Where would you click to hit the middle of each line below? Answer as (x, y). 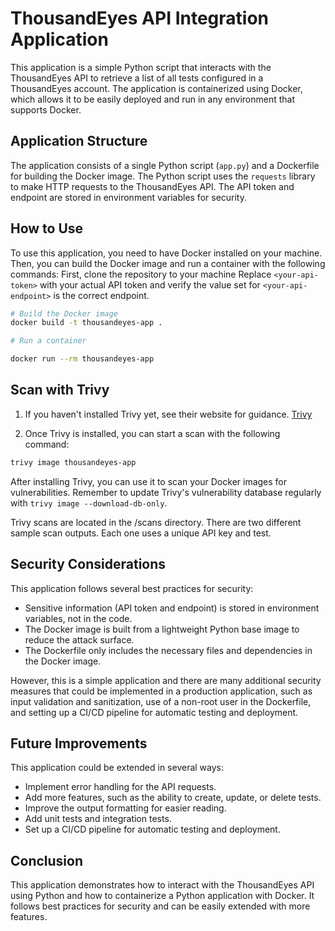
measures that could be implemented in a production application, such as (161, 691)
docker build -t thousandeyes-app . (86, 323)
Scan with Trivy (60, 390)
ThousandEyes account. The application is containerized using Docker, (156, 88)
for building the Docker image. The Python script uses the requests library (163, 176)
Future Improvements (79, 743)
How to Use (47, 228)
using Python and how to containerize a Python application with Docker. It (162, 896)
